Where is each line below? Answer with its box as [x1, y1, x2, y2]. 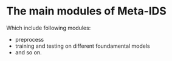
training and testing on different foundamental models [15, 42, 150, 50]
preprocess [15, 36, 44, 43]
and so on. [15, 48, 42, 56]
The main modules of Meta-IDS [6, 4, 167, 18]
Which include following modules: [6, 24, 91, 31]
